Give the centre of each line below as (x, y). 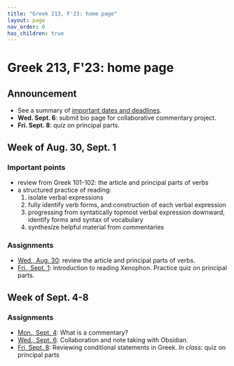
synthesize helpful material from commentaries (96, 227)
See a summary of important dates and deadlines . (90, 111)
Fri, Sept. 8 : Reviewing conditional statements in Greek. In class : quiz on (122, 347)
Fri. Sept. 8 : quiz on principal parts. (69, 125)
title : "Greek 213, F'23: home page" (62, 14)
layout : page (26, 20)
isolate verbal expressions (66, 197)
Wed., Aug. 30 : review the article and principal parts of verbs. (106, 260)
